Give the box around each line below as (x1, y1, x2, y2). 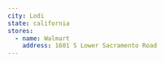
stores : (7, 27, 34, 35)
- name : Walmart (15, 34, 70, 43)
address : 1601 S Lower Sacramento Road (22, 42, 158, 50)
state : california (7, 19, 70, 27)
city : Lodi (7, 11, 45, 20)
